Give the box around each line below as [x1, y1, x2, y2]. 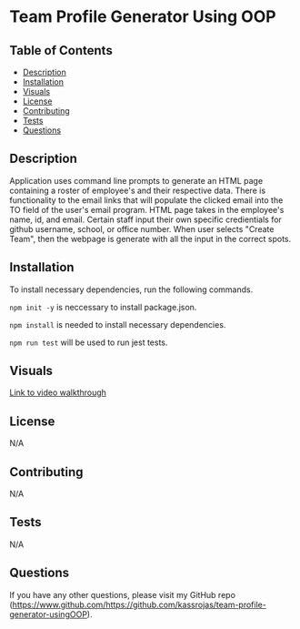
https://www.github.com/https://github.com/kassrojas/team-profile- [12, 599, 266, 610]
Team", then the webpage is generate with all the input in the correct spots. [9, 233, 292, 244]
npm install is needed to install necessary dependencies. [9, 319, 226, 330]
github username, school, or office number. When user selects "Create [9, 223, 275, 234]
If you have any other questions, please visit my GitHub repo [9, 589, 236, 600]
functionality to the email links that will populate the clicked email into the [9, 194, 284, 206]
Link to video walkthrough [9, 387, 107, 398]
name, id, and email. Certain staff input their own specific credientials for [9, 214, 282, 225]
